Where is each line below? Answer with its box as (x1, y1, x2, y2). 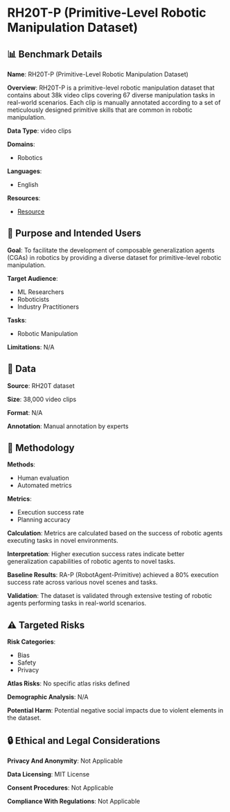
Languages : (7, 167, 42, 175)
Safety (17, 658, 37, 667)
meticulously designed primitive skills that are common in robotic (7, 106, 193, 114)
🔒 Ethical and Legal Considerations (7, 735, 161, 747)
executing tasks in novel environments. (7, 537, 119, 545)
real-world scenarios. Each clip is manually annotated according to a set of (7, 99, 221, 106)
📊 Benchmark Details (7, 48, 103, 60)
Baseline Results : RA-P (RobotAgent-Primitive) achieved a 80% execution (7, 571, 220, 579)
